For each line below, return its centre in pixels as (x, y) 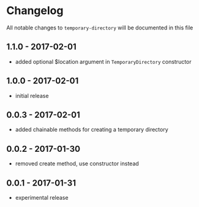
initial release (32, 96)
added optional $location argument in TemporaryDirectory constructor (103, 61)
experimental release (42, 198)
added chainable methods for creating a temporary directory (92, 130)
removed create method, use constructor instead (77, 164)
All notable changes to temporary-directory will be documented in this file (100, 28)
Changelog (35, 11)
